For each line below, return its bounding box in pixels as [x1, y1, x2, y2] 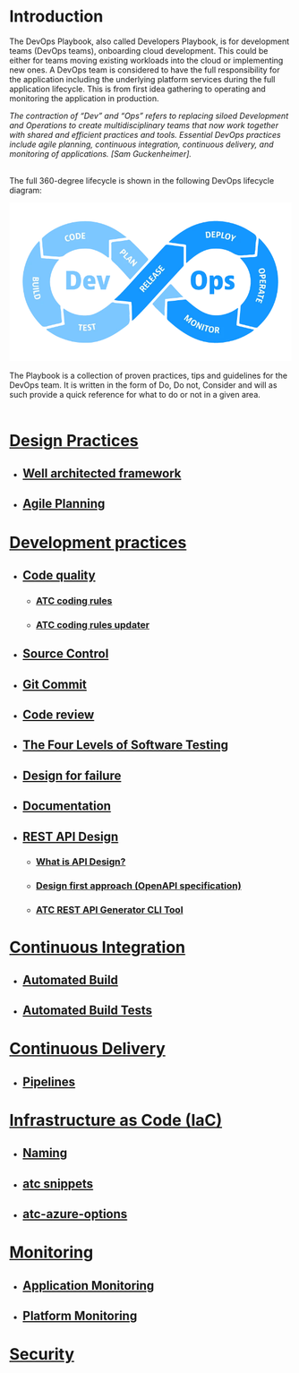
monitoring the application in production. [9, 92, 159, 104]
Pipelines [21, 1074, 76, 1089]
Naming [21, 1146, 68, 1161]
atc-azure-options [21, 1206, 128, 1222]
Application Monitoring [21, 1278, 155, 1293]
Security [9, 1344, 74, 1365]
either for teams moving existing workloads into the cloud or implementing [9, 55, 284, 65]
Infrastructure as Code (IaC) [9, 1111, 223, 1130]
